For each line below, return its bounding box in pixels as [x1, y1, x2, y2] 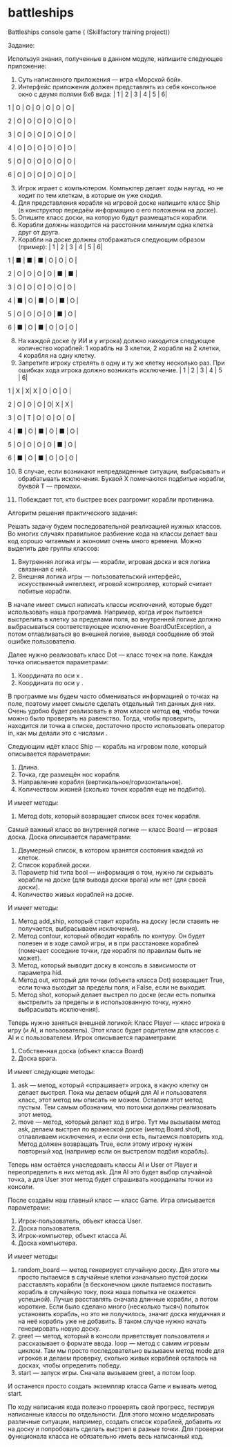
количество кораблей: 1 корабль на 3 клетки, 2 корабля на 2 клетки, [17, 344, 221, 352]
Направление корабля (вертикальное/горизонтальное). [17, 777, 183, 786]
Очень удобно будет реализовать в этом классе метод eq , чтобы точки [8, 707, 220, 715]
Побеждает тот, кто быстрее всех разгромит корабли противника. [17, 495, 215, 503]
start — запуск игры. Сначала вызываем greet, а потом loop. [17, 1368, 197, 1376]
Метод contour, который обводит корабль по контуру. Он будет [17, 931, 206, 940]
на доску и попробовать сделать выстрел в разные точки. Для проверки [8, 1424, 224, 1433]
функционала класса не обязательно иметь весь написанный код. [8, 1432, 204, 1440]
